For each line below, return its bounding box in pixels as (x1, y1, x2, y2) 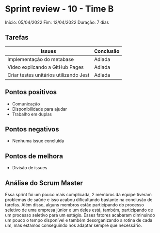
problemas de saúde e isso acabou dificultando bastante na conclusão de (5, 197, 153, 203)
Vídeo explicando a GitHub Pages (7, 64, 84, 71)
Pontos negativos (5, 125, 59, 133)
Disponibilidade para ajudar (12, 106, 67, 112)
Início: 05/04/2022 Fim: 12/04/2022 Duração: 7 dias (5, 19, 109, 25)
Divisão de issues (12, 165, 48, 171)
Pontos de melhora (5, 152, 63, 160)
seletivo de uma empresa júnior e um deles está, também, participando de (5, 207, 154, 213)
